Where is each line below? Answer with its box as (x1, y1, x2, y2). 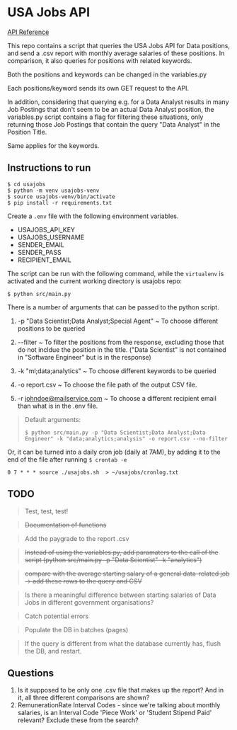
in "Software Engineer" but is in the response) (17, 353, 152, 361)
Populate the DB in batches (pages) (24, 625, 129, 634)
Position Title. (7, 127, 47, 136)
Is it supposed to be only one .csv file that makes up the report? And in (17, 686, 224, 695)
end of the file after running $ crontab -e (7, 455, 127, 464)
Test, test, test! (24, 507, 69, 515)
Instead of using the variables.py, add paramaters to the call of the (24, 548, 219, 557)
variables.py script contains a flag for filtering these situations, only (7, 113, 204, 121)
